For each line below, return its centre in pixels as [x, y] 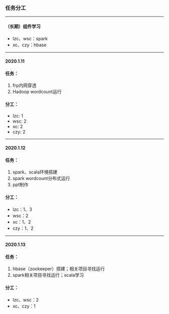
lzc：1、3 [22, 209]
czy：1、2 [23, 228]
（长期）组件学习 [23, 26]
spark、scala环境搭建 [35, 172]
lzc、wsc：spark [30, 38]
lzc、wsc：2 [26, 299]
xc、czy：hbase [29, 45]
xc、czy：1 [24, 306]
